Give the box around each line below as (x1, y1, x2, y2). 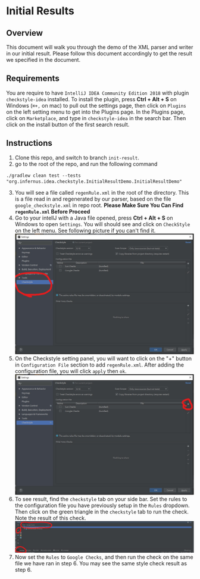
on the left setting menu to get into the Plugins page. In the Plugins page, (6, 108, 185, 115)
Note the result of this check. (14, 514, 86, 521)
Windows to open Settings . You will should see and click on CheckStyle (14, 220, 190, 227)
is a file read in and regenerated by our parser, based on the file (14, 195, 171, 202)
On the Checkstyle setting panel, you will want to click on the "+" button (14, 355, 192, 362)
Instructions (6, 138, 52, 148)
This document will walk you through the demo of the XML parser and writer (6, 43, 193, 51)
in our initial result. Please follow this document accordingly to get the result (6, 50, 192, 57)
